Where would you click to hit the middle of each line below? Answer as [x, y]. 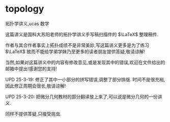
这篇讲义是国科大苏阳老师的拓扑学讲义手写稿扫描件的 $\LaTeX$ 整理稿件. [82, 34]
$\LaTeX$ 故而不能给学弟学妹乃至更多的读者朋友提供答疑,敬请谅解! [75, 51]
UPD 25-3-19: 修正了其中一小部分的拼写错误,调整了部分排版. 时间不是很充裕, [85, 79]
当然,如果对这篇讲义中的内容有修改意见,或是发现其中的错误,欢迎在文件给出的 [85, 62]
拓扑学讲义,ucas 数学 [27, 23]
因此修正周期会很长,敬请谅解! [36, 86]
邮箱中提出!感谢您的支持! [31, 69]
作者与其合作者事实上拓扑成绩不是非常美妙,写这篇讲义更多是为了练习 [77, 45]
